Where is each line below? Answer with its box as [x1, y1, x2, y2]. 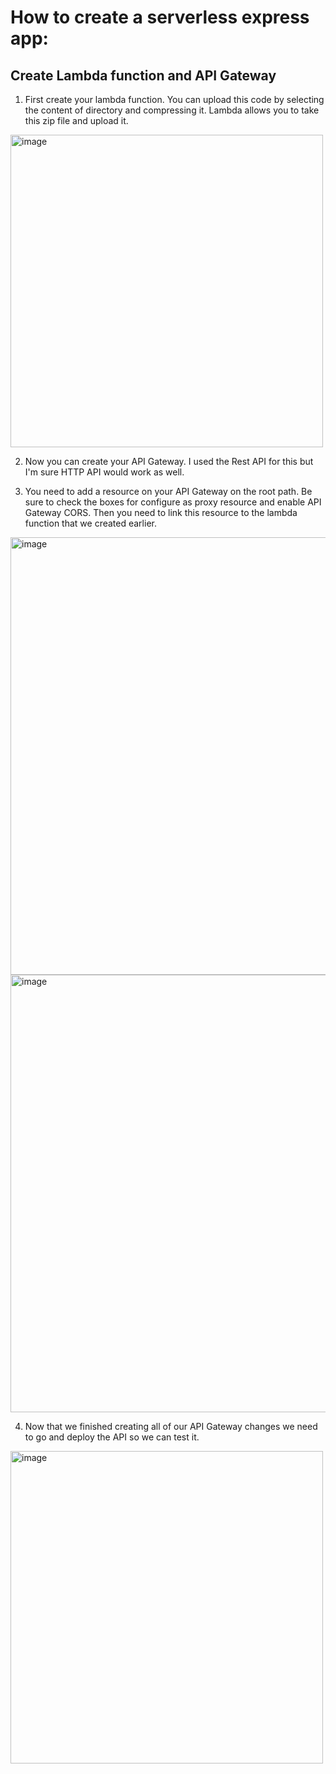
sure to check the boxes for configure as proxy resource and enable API [24, 496, 322, 508]
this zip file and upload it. [24, 115, 129, 126]
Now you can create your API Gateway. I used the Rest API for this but [24, 456, 314, 467]
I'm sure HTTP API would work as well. [24, 466, 185, 478]
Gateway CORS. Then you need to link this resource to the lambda [24, 507, 298, 518]
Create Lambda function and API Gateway [10, 67, 277, 84]
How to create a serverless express [10, 6, 310, 29]
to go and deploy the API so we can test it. [24, 1431, 200, 1443]
